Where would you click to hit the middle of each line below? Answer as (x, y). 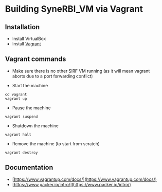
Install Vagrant (27, 44)
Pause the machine (31, 108)
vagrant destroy (21, 153)
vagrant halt (18, 134)
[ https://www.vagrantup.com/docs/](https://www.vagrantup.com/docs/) (84, 179)
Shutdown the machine (35, 126)
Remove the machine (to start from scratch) (56, 144)
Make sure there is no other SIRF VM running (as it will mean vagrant (81, 71)
